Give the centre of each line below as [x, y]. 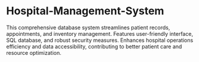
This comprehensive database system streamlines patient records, [88, 27]
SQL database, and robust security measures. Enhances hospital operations [100, 40]
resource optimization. [34, 52]
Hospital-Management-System [85, 11]
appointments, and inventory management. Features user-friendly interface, [99, 33]
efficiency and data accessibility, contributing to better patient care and [94, 46]
